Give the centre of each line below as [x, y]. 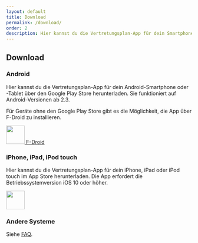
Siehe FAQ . [19, 234]
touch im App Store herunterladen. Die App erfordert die [75, 176]
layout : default [26, 12]
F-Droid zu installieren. [34, 117]
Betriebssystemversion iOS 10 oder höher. [57, 183]
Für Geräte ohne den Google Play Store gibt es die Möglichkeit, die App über [99, 111]
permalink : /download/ [34, 22]
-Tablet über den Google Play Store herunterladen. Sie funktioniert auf [91, 93]
